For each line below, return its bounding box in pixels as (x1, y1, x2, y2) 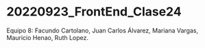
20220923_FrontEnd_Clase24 (6, 4, 182, 20)
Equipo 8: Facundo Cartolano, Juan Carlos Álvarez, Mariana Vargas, (6, 26, 199, 34)
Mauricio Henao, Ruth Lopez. (6, 33, 89, 41)
